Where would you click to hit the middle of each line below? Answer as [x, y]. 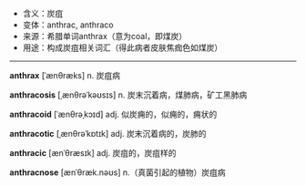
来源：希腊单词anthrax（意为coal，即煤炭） [105, 36]
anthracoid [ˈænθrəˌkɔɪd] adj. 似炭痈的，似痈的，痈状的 [113, 114]
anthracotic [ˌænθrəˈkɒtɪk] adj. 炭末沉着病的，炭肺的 [108, 134]
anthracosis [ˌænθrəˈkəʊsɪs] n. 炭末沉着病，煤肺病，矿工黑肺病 [128, 95]
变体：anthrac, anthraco [68, 25]
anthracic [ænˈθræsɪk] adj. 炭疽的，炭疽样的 [93, 153]
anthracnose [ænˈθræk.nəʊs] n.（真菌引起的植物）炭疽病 [117, 172]
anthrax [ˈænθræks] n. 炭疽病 [65, 75]
